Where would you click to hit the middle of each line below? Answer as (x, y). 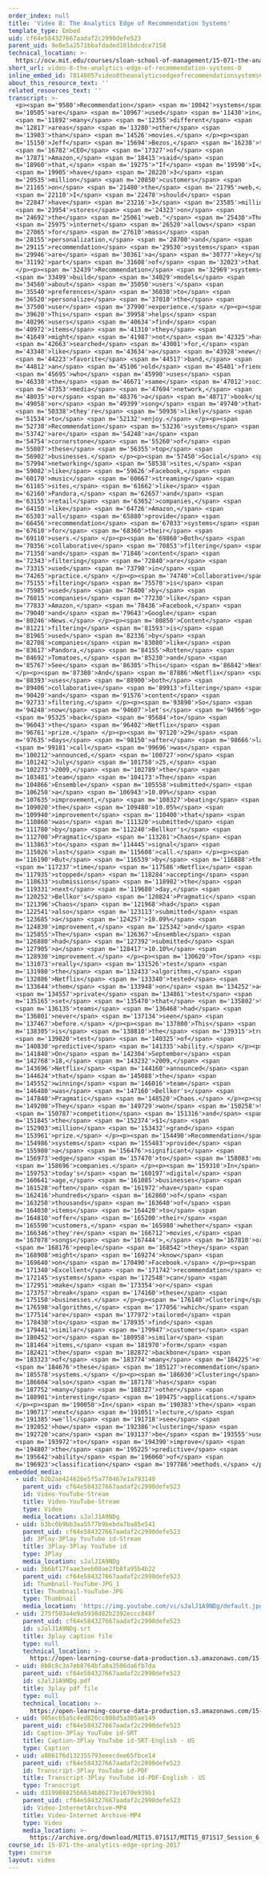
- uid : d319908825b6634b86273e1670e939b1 (86, 1793)
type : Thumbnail (50, 1599)
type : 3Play (42, 1554)
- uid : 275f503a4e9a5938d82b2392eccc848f (86, 1614)
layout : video (32, 1860)
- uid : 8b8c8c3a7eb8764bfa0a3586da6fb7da (86, 1666)
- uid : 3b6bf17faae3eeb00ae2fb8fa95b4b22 (86, 1569)
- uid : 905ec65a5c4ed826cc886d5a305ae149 (86, 1718)
